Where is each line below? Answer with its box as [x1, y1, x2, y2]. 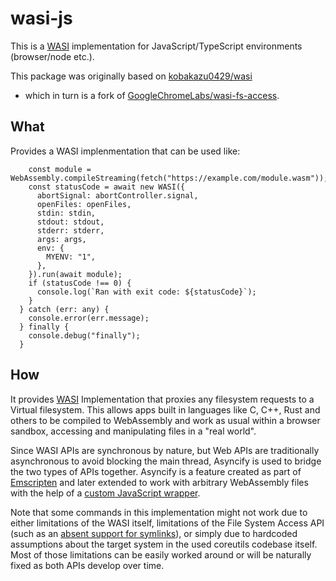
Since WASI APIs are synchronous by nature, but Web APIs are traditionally [10, 444, 320, 456]
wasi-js [10, 7, 73, 30]
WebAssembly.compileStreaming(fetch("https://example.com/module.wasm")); [10, 173, 329, 183]
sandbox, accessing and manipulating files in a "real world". [10, 425, 257, 437]
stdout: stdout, [36, 217, 105, 227]
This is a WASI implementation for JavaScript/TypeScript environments [10, 40, 303, 52]
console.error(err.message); [28, 313, 150, 323]
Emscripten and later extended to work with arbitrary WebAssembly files [10, 476, 309, 488]
